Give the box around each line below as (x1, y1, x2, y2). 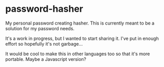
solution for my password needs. (5, 25, 75, 31)
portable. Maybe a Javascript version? (5, 56, 86, 62)
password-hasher (5, 3, 84, 15)
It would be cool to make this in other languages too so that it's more (5, 51, 150, 57)
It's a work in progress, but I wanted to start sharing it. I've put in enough (5, 35, 159, 41)
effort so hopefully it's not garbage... (5, 40, 83, 47)
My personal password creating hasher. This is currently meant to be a (5, 20, 155, 26)
